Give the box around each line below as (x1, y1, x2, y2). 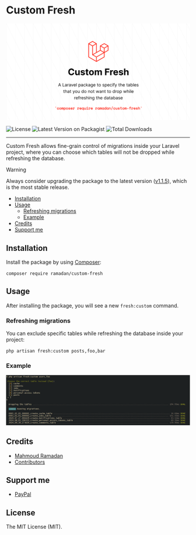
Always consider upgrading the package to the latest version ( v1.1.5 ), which (6, 178, 187, 185)
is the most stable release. (6, 184, 69, 191)
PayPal (14, 491, 32, 498)
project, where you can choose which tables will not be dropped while (6, 149, 175, 156)
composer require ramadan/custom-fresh (6, 271, 103, 277)
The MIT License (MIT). (6, 523, 62, 530)
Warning (6, 166, 26, 173)
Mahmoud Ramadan (14, 452, 63, 459)
